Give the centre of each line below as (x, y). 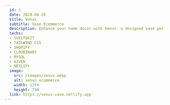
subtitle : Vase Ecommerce (37, 24)
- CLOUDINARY (23, 52)
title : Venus (23, 19)
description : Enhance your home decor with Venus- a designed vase (82, 29)
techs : (16, 33)
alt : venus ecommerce (37, 80)
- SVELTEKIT (22, 38)
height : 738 (26, 90)
